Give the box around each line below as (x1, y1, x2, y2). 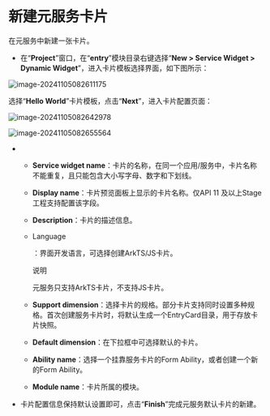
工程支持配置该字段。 (32, 198, 104, 208)
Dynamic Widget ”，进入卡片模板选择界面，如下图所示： (19, 62, 209, 73)
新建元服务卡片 (8, 7, 109, 26)
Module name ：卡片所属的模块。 (32, 382, 144, 392)
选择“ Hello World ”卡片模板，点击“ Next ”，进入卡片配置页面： (8, 96, 213, 105)
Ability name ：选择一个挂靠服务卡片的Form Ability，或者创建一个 (32, 354, 251, 364)
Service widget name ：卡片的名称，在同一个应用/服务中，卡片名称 (32, 160, 258, 170)
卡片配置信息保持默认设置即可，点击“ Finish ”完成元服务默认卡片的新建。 (19, 399, 261, 409)
